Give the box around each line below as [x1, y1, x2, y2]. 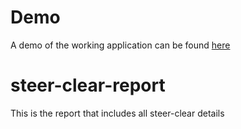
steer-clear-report [10, 74, 166, 97]
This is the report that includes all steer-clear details [10, 107, 225, 119]
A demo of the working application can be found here [10, 39, 231, 51]
